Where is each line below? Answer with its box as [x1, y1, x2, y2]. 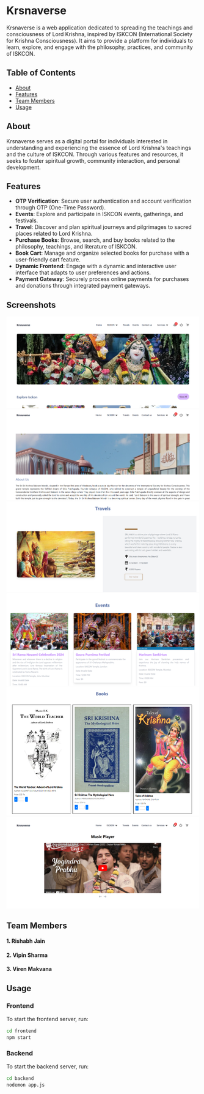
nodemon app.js [6, 1082, 45, 1088]
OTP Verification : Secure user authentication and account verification [15, 197, 192, 205]
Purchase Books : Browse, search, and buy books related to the [15, 236, 175, 244]
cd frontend [6, 1028, 37, 1035]
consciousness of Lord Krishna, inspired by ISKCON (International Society [6, 30, 192, 37]
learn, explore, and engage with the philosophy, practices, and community [6, 43, 194, 51]
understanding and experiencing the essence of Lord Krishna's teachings [6, 144, 191, 151]
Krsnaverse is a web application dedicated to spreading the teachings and [6, 24, 193, 31]
